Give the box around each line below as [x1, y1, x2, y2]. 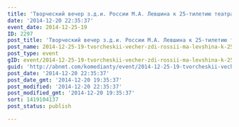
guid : [7, 63, 23, 70]
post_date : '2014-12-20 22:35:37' [7, 70, 110, 77]
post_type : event [7, 50, 59, 57]
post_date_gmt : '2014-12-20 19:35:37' [7, 76, 122, 84]
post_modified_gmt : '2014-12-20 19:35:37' [7, 89, 135, 96]
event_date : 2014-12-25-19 [7, 23, 87, 31]
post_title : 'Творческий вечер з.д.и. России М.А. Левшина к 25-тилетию [7, 37, 228, 44]
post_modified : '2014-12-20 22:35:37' [7, 83, 122, 90]
